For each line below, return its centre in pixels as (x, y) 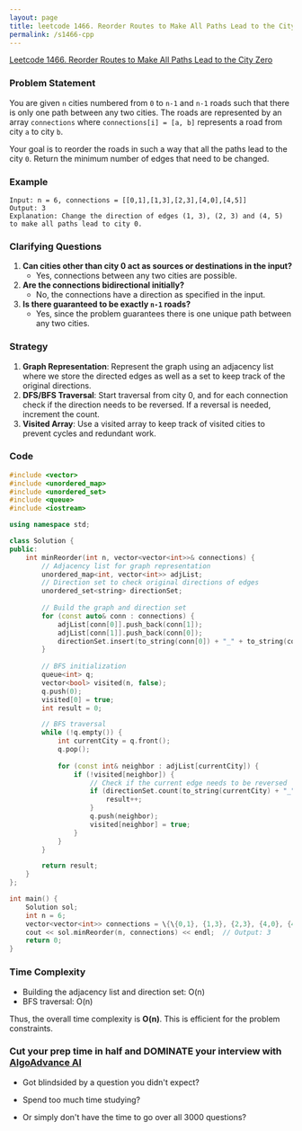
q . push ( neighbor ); (124, 816)
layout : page (34, 18)
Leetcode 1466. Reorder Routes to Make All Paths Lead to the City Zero (141, 60)
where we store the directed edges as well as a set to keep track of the (154, 376)
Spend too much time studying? (81, 1100)
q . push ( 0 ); (62, 691)
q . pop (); (74, 750)
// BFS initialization (84, 666)
